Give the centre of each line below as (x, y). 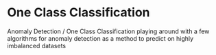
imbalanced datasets (37, 45)
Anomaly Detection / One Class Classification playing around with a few (108, 31)
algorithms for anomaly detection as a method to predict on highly (100, 38)
